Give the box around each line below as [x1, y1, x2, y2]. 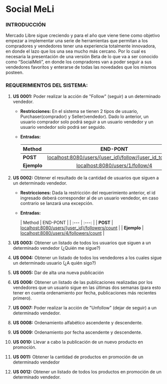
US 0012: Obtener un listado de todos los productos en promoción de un [12, 369, 162, 375]
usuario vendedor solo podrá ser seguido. [20, 124, 106, 130]
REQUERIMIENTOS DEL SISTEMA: [5, 82, 88, 89]
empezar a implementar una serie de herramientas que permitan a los [5, 38, 148, 44]
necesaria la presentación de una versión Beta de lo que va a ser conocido [5, 54, 158, 60]
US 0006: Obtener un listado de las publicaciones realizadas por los [12, 279, 153, 285]
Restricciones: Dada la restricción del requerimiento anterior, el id [20, 190, 156, 195]
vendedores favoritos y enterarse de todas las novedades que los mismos [5, 64, 157, 70]
